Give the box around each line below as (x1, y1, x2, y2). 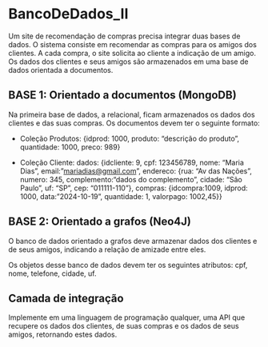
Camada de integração (8, 291, 124, 305)
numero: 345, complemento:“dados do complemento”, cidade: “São (19, 174, 242, 184)
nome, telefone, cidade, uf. (8, 269, 98, 278)
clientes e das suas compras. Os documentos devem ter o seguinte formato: (8, 118, 260, 128)
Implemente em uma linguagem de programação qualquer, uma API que (8, 313, 246, 322)
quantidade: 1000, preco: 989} (19, 142, 121, 152)
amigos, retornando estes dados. (8, 329, 118, 340)
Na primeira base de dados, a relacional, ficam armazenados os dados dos (8, 110, 255, 119)
